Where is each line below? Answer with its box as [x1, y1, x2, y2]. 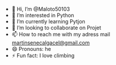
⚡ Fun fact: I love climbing [11, 52, 75, 59]
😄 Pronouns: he [11, 46, 51, 52]
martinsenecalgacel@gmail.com [11, 39, 90, 46]
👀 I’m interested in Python [11, 12, 75, 19]
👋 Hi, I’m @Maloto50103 [11, 6, 70, 12]
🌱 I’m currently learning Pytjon [11, 18, 85, 25]
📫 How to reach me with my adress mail [11, 31, 111, 37]
